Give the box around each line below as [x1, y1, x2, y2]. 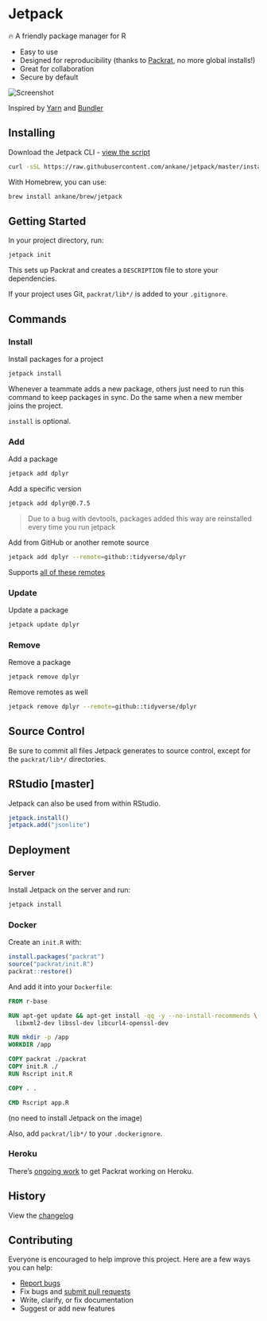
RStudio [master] [8, 777, 95, 791]
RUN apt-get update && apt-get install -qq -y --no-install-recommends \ [8, 1012, 258, 1020]
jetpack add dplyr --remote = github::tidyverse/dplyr [8, 553, 187, 561]
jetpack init [8, 251, 52, 259]
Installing [8, 126, 56, 140]
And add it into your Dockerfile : [8, 981, 113, 991]
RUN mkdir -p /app [8, 1033, 69, 1042]
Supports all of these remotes [8, 567, 106, 577]
